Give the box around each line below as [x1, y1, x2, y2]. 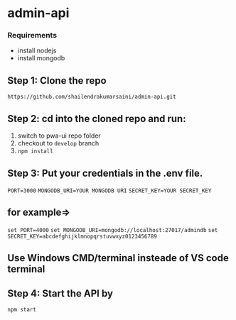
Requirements [7, 31, 58, 40]
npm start [7, 306, 37, 313]
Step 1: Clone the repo [7, 75, 107, 87]
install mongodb [17, 54, 65, 62]
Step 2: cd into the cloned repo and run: [7, 112, 186, 125]
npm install [17, 148, 53, 155]
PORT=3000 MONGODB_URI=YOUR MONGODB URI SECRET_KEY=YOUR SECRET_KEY [7, 187, 212, 194]
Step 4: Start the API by [7, 287, 114, 299]
